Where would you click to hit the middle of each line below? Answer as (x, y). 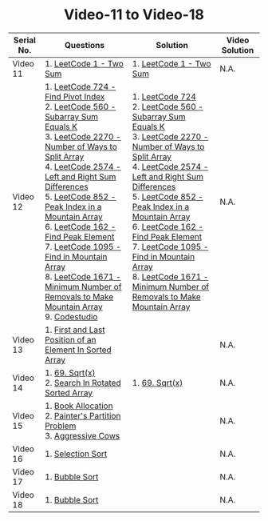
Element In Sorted (78, 350)
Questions (85, 45)
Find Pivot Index (75, 96)
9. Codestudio (71, 316)
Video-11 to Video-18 (134, 15)
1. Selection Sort (76, 454)
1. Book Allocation (79, 406)
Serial (24, 40)
